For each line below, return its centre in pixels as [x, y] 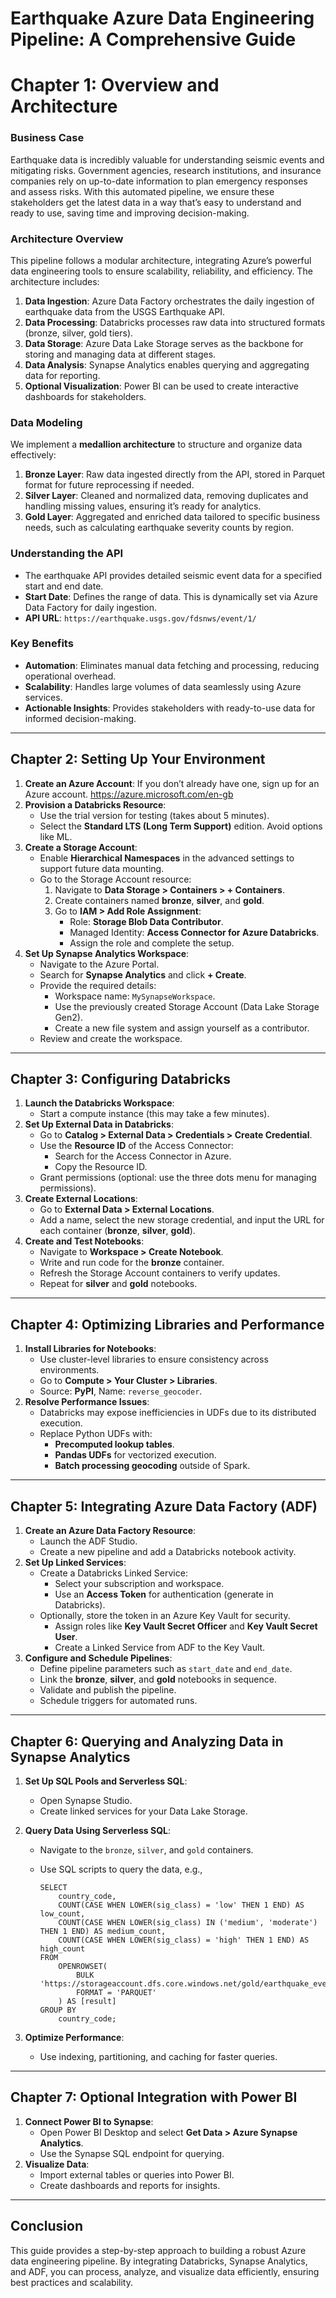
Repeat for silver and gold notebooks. [118, 1284]
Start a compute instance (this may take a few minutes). [154, 1114]
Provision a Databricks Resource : [95, 804]
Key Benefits [42, 644]
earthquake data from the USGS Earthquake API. [125, 311]
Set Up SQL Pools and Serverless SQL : [106, 1781]
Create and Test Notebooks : [84, 1241]
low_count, [62, 1913]
